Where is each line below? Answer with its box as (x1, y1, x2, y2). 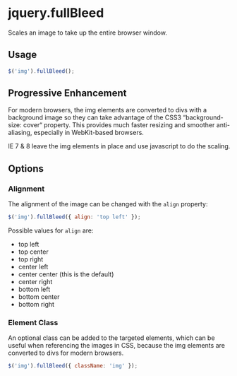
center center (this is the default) (18, 270, 114, 278)
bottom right (18, 300, 55, 308)
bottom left (18, 285, 51, 293)
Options (8, 163, 44, 175)
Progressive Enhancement (8, 87, 127, 100)
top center (18, 247, 49, 256)
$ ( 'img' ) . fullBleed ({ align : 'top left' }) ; (8, 213, 141, 221)
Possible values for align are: (8, 226, 94, 235)
